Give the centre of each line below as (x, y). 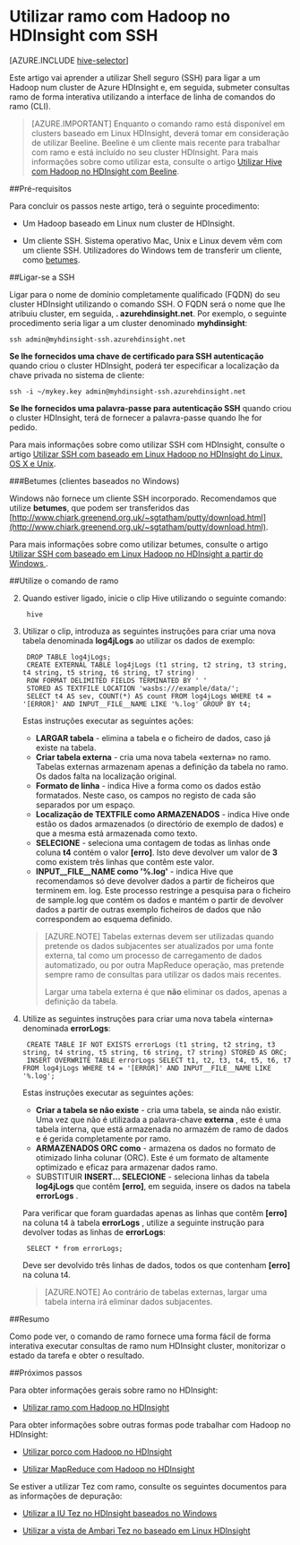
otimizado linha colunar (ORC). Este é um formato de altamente (152, 1157)
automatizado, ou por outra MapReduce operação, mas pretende (164, 964)
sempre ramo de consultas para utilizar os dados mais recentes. (163, 974)
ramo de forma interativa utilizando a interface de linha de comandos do (142, 97)
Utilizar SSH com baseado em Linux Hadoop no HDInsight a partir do (137, 554)
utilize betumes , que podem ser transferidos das (99, 507)
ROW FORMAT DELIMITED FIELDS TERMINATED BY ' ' (117, 680)
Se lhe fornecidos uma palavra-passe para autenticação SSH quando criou (150, 408)
